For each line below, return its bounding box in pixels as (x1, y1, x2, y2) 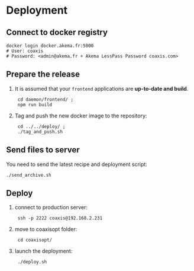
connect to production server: (14, 204, 88, 211)
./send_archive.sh (6, 172, 51, 178)
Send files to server (6, 145, 80, 155)
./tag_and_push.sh (17, 129, 63, 135)
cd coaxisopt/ (17, 237, 53, 243)
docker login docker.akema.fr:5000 (6, 43, 94, 49)
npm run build (17, 101, 53, 107)
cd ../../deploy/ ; (17, 123, 66, 129)
